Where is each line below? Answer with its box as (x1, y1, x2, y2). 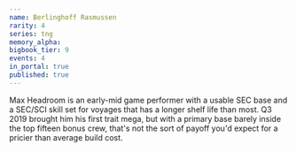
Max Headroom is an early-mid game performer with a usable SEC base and (9, 95, 288, 105)
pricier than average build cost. (9, 132, 123, 142)
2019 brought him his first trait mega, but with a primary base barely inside (9, 113, 282, 124)
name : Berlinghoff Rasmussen (9, 12, 117, 22)
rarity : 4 (9, 21, 46, 30)
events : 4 (9, 54, 46, 63)
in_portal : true (9, 63, 69, 72)
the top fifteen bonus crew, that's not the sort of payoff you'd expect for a (9, 123, 278, 133)
